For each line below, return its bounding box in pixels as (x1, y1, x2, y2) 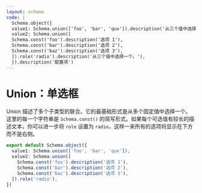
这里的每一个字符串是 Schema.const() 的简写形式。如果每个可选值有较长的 (6, 115, 189, 123)
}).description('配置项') (11, 59, 74, 65)
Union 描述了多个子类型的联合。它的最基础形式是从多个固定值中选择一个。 (6, 108, 191, 115)
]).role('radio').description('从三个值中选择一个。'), (11, 54, 145, 60)
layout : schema (6, 8, 44, 15)
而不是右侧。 (6, 130, 38, 138)
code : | (6, 14, 26, 20)
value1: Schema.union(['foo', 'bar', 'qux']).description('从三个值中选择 (11, 25, 197, 32)
